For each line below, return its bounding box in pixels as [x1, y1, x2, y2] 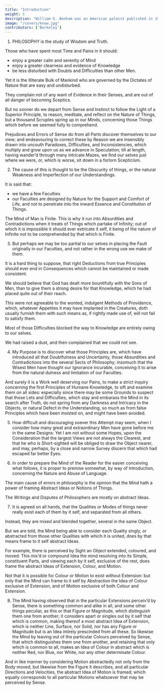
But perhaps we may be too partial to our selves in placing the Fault [12, 241, 147, 246]
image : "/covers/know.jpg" [5, 20, 60, 26]
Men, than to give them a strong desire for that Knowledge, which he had [5, 285, 151, 291]
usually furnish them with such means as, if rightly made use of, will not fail [5, 310, 155, 317]
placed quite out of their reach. [5, 291, 67, 297]
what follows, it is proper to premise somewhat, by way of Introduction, [12, 466, 154, 471]
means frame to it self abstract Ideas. [5, 539, 80, 544]
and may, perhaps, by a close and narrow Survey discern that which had [12, 446, 157, 451]
